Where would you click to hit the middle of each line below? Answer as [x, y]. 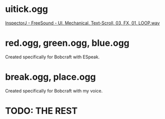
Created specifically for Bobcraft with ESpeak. [52, 57]
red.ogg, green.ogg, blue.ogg [67, 43]
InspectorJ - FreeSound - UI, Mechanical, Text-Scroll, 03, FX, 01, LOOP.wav [82, 23]
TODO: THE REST [41, 111]
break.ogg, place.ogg [50, 77]
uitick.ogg [27, 9]
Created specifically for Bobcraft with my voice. [54, 91]
